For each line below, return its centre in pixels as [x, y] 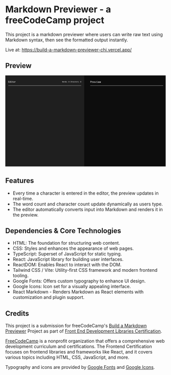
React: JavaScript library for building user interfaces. [68, 260]
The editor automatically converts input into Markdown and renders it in [88, 209]
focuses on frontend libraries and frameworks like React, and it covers [79, 352]
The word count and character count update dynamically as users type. [88, 204]
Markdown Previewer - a [58, 9]
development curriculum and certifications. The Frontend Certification [79, 346]
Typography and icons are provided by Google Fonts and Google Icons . [80, 367]
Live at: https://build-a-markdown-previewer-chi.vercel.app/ [69, 50]
